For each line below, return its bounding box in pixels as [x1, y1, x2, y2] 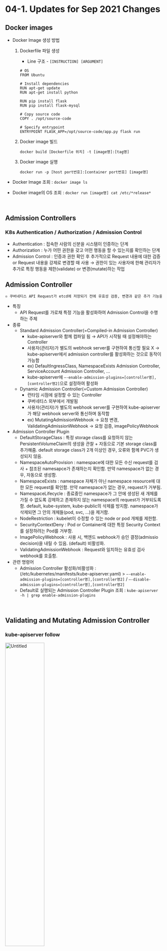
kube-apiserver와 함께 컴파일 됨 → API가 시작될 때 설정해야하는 [27, 334, 152, 340]
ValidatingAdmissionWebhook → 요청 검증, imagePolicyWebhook [27, 423, 159, 429]
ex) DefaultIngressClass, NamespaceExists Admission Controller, [27, 363, 161, 369]
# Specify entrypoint [19, 125, 65, 130]
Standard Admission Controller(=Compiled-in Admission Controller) [19, 328, 158, 334]
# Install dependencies [19, 81, 70, 86]
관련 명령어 [12, 559, 34, 565]
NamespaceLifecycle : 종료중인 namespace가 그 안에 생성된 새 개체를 [19, 490, 158, 496]
